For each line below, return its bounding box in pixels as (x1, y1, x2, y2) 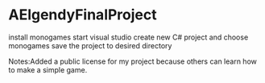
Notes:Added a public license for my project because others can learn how (8, 56, 258, 66)
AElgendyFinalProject (8, 6, 157, 24)
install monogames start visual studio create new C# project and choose (8, 32, 249, 42)
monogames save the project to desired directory (8, 40, 172, 50)
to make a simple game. (8, 64, 88, 74)
